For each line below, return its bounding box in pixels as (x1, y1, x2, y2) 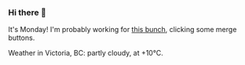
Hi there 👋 (8, 7, 47, 18)
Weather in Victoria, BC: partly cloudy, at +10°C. (8, 49, 163, 58)
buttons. (8, 33, 35, 42)
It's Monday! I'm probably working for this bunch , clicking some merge (8, 25, 237, 34)
